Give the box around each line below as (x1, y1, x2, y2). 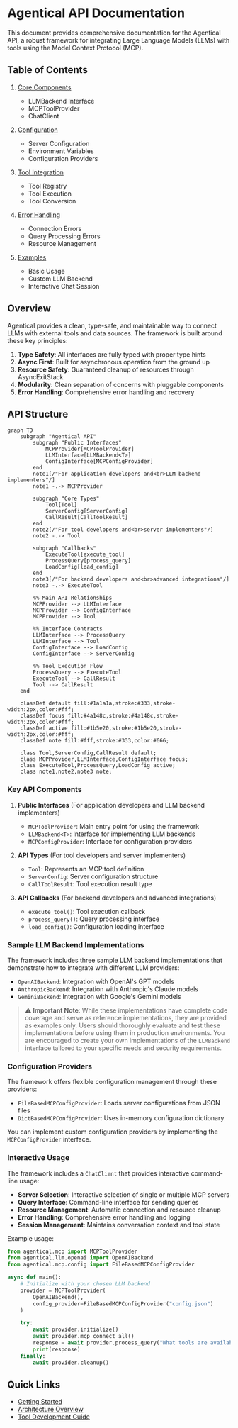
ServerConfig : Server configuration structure (28, 872, 159, 881)
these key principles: (7, 336, 69, 345)
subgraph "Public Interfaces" (33, 440, 122, 447)
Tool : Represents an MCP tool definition (28, 864, 144, 873)
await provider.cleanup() (33, 1359, 110, 1366)
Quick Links (7, 1378, 61, 1390)
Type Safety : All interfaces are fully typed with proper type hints (17, 350, 207, 359)
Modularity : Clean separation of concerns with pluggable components (17, 380, 225, 389)
